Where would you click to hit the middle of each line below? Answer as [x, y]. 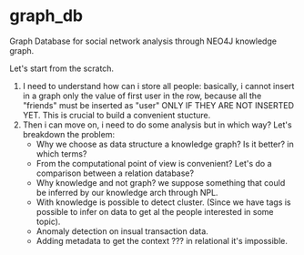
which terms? [61, 153]
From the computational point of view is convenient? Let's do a [154, 163]
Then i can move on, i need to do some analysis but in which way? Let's [157, 125]
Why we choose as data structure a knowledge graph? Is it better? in [165, 144]
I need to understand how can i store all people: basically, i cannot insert [158, 86]
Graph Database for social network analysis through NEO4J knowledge [143, 41]
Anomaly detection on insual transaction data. [122, 231]
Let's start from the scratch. [62, 68]
